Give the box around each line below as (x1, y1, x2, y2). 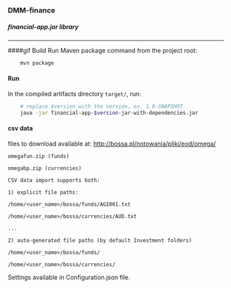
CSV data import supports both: (8, 177, 100, 184)
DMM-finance (8, 5, 56, 15)
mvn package (20, 59, 54, 67)
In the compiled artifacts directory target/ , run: (8, 89, 141, 98)
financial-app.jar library (8, 23, 79, 31)
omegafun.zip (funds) (8, 153, 70, 159)
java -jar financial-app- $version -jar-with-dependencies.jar (20, 109, 198, 116)
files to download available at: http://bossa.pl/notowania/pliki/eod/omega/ (8, 140, 217, 148)
